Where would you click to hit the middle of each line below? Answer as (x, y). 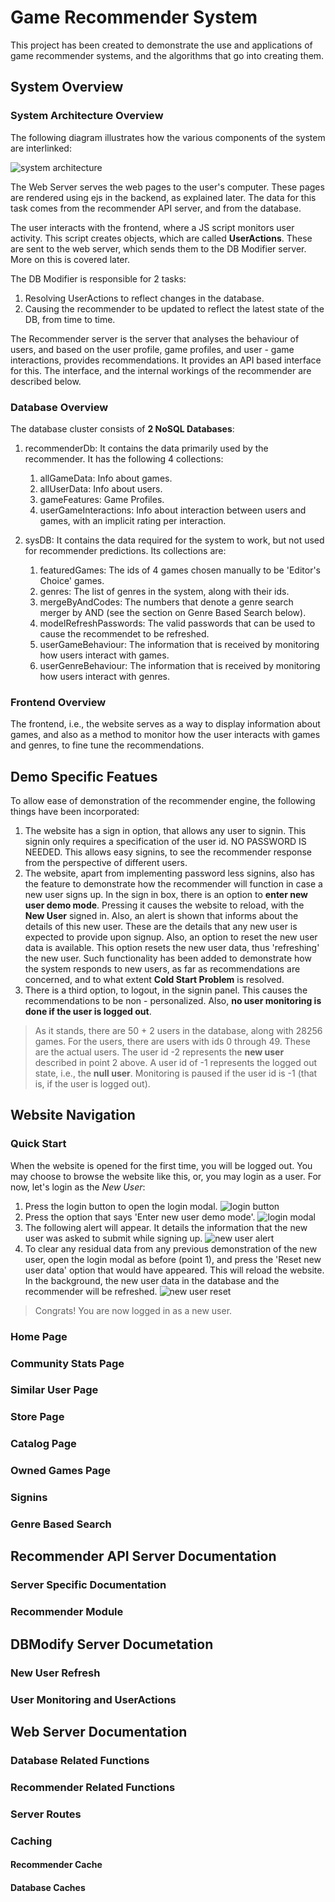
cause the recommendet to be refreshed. (124, 633)
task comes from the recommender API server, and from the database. (156, 208)
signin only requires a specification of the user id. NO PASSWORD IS (165, 842)
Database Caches (48, 1887)
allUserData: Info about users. (101, 488)
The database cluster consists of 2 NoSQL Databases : (122, 428)
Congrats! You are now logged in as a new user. (133, 1310)
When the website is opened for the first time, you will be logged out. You (161, 1165)
